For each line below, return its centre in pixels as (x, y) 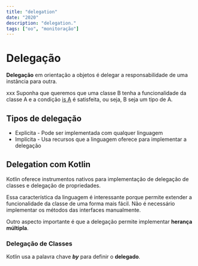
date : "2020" (22, 17)
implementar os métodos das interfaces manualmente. (73, 210)
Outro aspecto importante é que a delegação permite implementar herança (99, 221)
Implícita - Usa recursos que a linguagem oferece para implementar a (101, 139)
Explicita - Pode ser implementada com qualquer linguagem (89, 133)
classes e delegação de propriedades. (53, 185)
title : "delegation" (32, 12)
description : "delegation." (41, 23)
